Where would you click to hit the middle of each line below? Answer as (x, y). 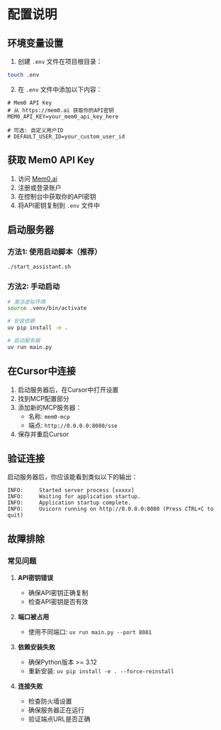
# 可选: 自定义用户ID (35, 130)
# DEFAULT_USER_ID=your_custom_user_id (66, 136)
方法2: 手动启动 (34, 286)
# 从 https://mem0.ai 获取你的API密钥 (61, 110)
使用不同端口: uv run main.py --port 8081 (90, 632)
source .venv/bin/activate (47, 308)
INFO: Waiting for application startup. (74, 497)
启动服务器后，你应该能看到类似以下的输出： (73, 477)
